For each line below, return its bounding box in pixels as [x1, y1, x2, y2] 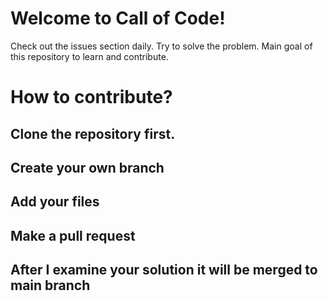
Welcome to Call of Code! [10, 7, 226, 30]
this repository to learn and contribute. [10, 50, 169, 62]
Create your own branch [10, 159, 165, 176]
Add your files [10, 193, 100, 211]
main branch [10, 277, 91, 294]
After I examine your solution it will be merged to [10, 262, 318, 279]
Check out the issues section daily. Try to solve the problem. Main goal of [10, 40, 313, 52]
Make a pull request [10, 227, 136, 244]
